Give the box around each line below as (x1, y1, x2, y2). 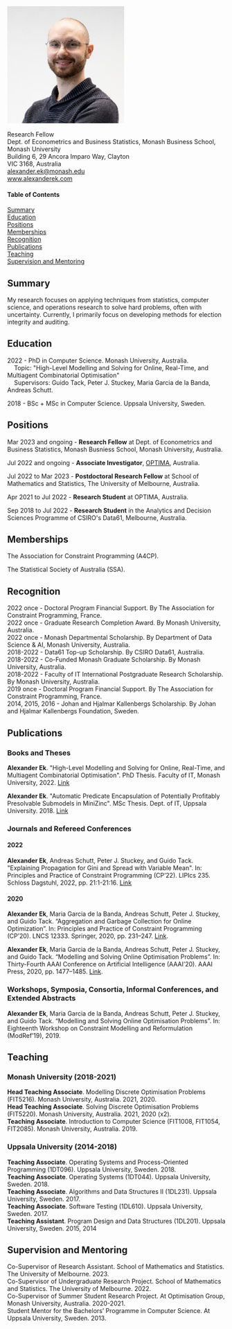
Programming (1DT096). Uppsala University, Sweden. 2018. (7, 1165, 177, 1174)
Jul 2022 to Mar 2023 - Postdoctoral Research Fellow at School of (7, 471, 199, 480)
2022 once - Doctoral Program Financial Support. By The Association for (7, 604, 215, 612)
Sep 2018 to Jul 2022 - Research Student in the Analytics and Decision (7, 506, 211, 514)
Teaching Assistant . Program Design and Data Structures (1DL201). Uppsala (7, 1217, 226, 1225)
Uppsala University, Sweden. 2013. (7, 1314, 107, 1323)
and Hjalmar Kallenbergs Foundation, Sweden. (7, 707, 140, 715)
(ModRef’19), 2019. (7, 1031, 61, 1039)
